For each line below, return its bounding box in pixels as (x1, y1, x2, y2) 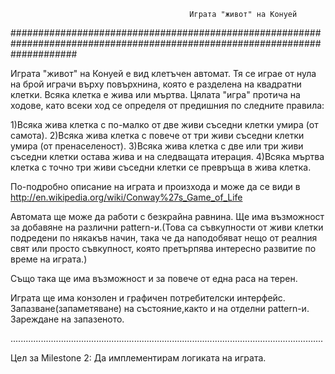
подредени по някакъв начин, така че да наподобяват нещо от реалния (10, 232, 318, 244)
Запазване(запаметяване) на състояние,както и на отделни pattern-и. (10, 303, 310, 314)
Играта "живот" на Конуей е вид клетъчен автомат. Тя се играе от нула (10, 68, 317, 79)
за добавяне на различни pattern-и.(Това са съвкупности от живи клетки (10, 221, 324, 233)
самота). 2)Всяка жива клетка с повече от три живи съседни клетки (10, 130, 305, 141)
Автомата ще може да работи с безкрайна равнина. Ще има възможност (10, 211, 325, 222)
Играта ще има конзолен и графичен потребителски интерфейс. (10, 292, 286, 304)
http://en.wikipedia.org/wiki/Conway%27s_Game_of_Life (10, 191, 243, 203)
